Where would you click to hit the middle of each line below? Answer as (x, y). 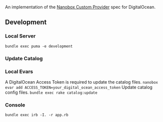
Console (15, 105)
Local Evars (19, 71)
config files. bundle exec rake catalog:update (51, 92)
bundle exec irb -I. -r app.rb (37, 115)
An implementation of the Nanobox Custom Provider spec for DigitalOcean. (80, 7)
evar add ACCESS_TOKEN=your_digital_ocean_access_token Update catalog (79, 87)
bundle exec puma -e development (39, 46)
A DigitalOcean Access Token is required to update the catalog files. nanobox (81, 82)
